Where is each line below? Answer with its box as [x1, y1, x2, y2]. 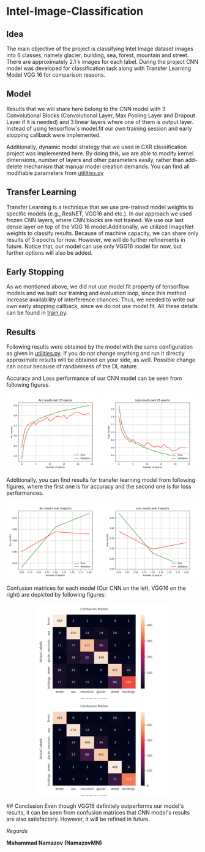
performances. [6, 489, 44, 497]
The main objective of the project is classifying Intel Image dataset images [6, 45, 194, 52]
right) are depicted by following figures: [6, 591, 106, 598]
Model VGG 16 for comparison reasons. [6, 71, 106, 78]
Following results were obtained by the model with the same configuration [6, 343, 193, 350]
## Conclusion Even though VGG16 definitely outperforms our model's [6, 802, 184, 810]
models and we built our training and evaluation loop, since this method [6, 290, 187, 297]
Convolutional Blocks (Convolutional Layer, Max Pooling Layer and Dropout [6, 112, 195, 119]
